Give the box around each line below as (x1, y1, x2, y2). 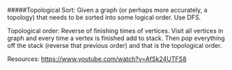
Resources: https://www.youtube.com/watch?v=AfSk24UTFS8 (7, 55, 187, 63)
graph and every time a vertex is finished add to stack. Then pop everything (7, 34, 225, 42)
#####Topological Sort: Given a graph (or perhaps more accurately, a (7, 6, 208, 14)
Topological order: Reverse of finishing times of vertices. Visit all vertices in (7, 27, 224, 35)
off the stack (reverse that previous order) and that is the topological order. (7, 42, 222, 49)
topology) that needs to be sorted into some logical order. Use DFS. (7, 13, 201, 21)
